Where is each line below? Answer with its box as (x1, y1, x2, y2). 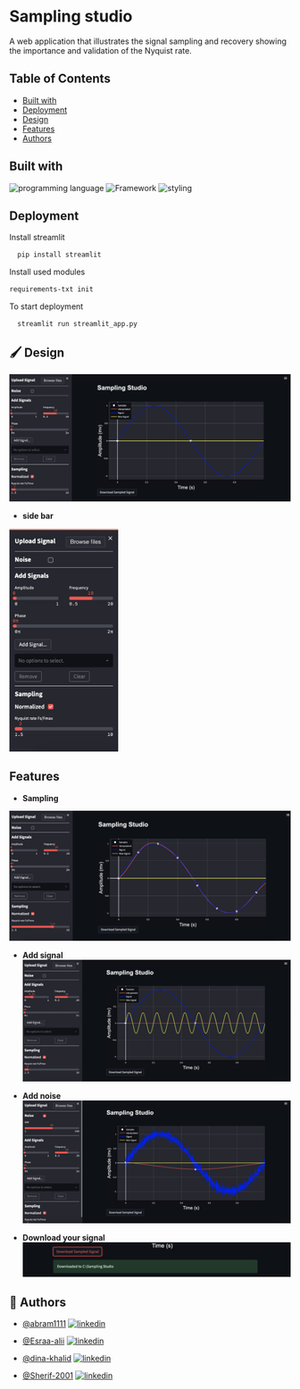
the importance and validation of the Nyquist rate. (9, 45, 192, 55)
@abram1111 (21, 1318, 67, 1328)
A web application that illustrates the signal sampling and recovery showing (9, 36, 287, 46)
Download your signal (21, 1232, 105, 1243)
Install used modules (9, 266, 86, 278)
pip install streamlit (17, 250, 102, 260)
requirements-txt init (9, 285, 94, 294)
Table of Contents (9, 71, 112, 87)
